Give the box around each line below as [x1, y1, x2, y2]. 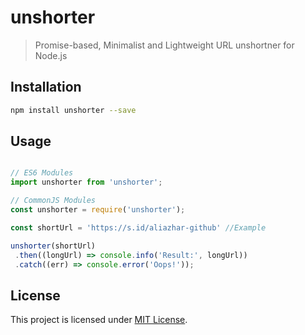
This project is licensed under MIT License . [10, 314, 188, 326]
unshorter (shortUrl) [10, 241, 97, 251]
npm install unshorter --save [10, 105, 137, 115]
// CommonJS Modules [10, 196, 97, 206]
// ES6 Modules [10, 168, 74, 178]
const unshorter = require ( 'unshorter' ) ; [10, 205, 186, 215]
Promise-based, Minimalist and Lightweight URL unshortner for [34, 39, 295, 51]
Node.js [34, 49, 68, 61]
